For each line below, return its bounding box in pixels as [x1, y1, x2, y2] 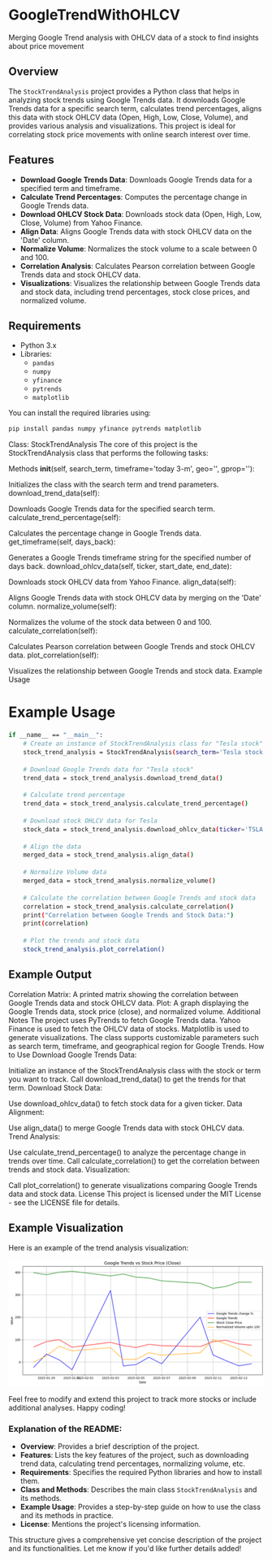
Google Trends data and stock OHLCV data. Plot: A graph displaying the [8, 998, 249, 1008]
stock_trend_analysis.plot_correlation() [23, 945, 165, 954]
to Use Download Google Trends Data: [8, 1050, 137, 1060]
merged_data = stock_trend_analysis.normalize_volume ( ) [23, 877, 217, 885]
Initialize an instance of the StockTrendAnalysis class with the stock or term [8, 1065, 261, 1075]
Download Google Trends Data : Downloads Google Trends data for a [19, 175, 253, 184]
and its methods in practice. [19, 1510, 114, 1520]
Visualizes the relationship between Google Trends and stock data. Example [8, 666, 262, 676]
